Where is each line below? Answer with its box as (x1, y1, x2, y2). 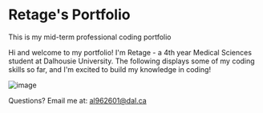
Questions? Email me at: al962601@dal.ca (8, 95, 147, 105)
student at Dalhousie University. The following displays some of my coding (8, 56, 255, 66)
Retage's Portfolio (8, 6, 131, 24)
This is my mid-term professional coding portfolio (8, 32, 172, 42)
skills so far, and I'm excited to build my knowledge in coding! (8, 64, 211, 74)
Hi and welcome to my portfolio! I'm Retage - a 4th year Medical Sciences (8, 47, 253, 57)
